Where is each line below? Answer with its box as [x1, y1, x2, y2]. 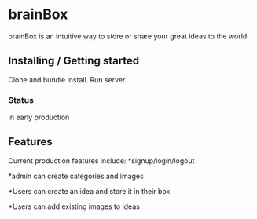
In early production [8, 112, 70, 122]
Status [8, 94, 34, 105]
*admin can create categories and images [8, 171, 144, 181]
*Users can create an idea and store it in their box [8, 186, 171, 195]
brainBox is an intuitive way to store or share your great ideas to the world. [8, 31, 249, 41]
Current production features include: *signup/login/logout [8, 155, 195, 166]
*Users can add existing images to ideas [8, 202, 140, 211]
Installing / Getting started [8, 54, 140, 68]
